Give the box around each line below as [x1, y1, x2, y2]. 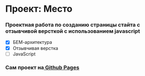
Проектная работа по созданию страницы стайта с [5, 21, 140, 29]
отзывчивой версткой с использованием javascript [5, 28, 140, 35]
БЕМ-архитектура [12, 39, 52, 45]
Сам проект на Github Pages [5, 64, 79, 71]
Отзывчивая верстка [12, 45, 58, 51]
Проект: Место [5, 3, 73, 15]
